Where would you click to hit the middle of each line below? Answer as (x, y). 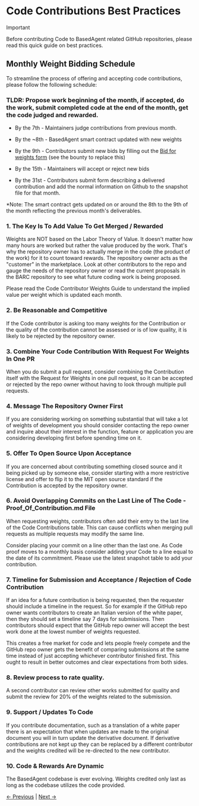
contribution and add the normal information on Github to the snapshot (101, 187)
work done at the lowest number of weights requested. (73, 632)
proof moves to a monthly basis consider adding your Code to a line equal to (100, 551)
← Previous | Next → (31, 797)
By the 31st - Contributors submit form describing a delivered (90, 180)
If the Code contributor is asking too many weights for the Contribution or (96, 323)
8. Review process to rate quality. (55, 678)
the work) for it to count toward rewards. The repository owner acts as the (97, 258)
